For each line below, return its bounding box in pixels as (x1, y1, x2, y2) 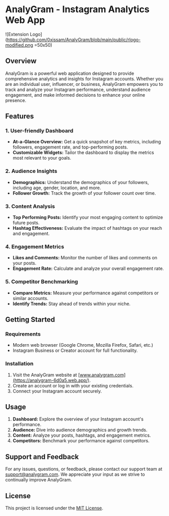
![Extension (5, 31, 29, 37)
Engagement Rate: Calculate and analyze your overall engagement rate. (12, 265, 164, 271)
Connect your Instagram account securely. (12, 388, 103, 394)
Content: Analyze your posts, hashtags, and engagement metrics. (12, 432, 151, 438)
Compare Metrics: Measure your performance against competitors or (12, 290, 159, 296)
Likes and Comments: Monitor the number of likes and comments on (12, 255, 157, 261)
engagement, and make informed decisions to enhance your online (5, 92, 146, 98)
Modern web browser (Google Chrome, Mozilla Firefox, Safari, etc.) (12, 342, 153, 348)
